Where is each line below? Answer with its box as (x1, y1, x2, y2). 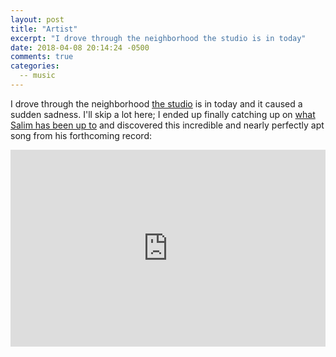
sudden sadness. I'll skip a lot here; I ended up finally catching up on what (10, 108, 316, 120)
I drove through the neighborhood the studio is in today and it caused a (10, 97, 303, 110)
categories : (10, 61, 60, 71)
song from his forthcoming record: (10, 129, 152, 141)
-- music (19, 71, 56, 81)
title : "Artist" (10, 24, 78, 34)
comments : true (10, 52, 74, 62)
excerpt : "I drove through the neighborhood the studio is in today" (10, 33, 307, 43)
